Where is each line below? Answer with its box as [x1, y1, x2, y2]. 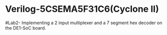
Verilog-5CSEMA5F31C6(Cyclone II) [5, 3, 159, 15]
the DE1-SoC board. [5, 25, 46, 31]
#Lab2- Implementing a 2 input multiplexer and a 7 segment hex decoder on [5, 20, 162, 26]
